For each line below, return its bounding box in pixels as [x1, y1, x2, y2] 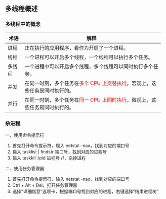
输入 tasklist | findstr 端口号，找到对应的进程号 [12, 149, 107, 154]
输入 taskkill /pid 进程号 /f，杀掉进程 [12, 155, 86, 161]
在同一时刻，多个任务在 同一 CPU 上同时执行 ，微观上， [24, 96, 152, 103]
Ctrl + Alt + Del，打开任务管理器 [12, 182, 78, 188]
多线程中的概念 [5, 21, 41, 28]
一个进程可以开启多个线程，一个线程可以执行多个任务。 [24, 53, 154, 60]
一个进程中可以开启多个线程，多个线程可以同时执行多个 [24, 63, 154, 70]
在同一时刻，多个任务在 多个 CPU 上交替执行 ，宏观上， [24, 80, 152, 87]
